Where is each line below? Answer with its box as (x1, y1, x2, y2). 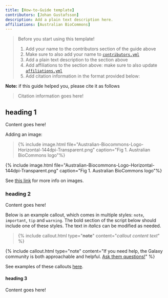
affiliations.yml (25, 69, 63, 74)
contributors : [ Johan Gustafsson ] (5, 12, 79, 17)
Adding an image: (5, 131, 43, 137)
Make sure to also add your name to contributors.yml (25, 51, 140, 57)
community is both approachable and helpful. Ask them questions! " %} (5, 253, 155, 260)
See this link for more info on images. (5, 177, 84, 184)
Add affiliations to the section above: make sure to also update (25, 62, 158, 68)
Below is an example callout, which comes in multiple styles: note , (5, 212, 144, 218)
